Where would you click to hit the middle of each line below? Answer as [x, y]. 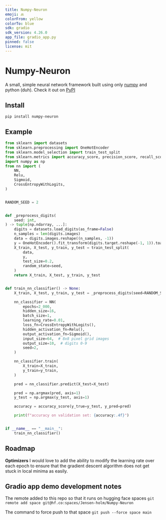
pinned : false [20, 42]
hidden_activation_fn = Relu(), [54, 329]
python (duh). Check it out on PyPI [40, 90]
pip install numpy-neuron [32, 117]
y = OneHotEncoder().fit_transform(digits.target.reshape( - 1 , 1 [82, 243]
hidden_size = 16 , [40, 311]
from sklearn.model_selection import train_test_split [63, 152]
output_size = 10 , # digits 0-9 [55, 343]
